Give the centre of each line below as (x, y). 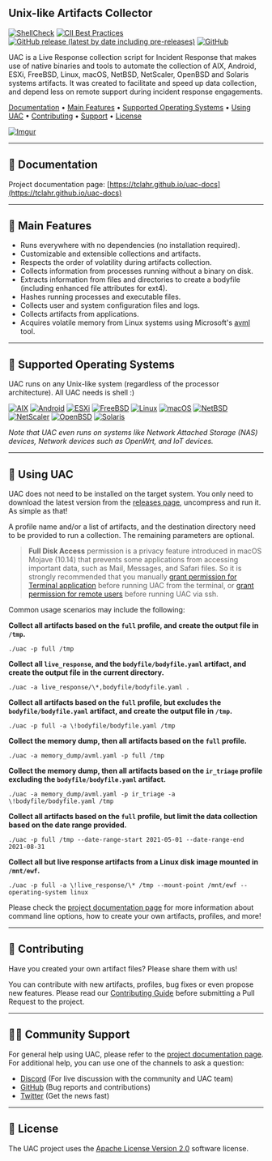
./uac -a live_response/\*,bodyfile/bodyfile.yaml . (99, 688)
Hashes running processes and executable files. (100, 297)
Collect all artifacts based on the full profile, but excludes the (115, 702)
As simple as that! (38, 511)
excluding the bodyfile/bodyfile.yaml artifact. (87, 779)
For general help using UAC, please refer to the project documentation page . (136, 1054)
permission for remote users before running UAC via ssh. (123, 594)
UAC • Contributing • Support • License (75, 116)
